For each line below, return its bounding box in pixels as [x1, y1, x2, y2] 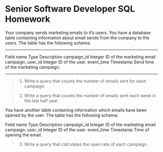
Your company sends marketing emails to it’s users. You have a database [5, 30, 151, 35]
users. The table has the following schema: [5, 40, 91, 46]
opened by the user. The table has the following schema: [5, 112, 119, 118]
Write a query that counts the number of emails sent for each [24, 78, 147, 84]
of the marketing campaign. [5, 64, 61, 70]
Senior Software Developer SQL [5, 3, 135, 15]
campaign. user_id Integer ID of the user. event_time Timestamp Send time [5, 59, 154, 65]
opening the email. [5, 132, 42, 137]
